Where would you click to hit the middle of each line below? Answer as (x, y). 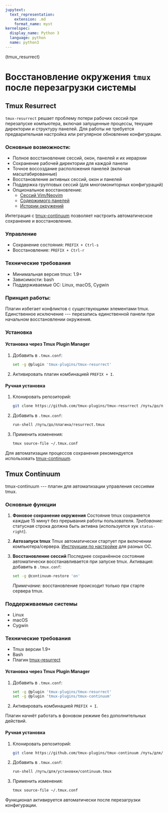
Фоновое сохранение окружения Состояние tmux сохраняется (81, 515)
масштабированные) (35, 174)
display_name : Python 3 (34, 33)
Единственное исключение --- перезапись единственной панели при (80, 314)
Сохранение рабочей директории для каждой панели (70, 163)
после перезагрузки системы (71, 87)
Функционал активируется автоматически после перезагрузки (73, 800)
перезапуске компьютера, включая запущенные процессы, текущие (79, 123)
